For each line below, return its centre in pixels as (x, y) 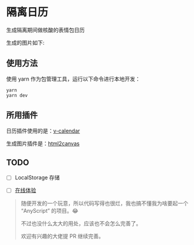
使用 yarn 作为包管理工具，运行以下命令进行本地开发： (73, 79)
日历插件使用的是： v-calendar (43, 131)
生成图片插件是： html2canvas (43, 143)
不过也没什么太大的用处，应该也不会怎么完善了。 (81, 223)
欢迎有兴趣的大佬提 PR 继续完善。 (62, 236)
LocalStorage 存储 (37, 177)
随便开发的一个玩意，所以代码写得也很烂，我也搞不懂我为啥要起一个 (104, 203)
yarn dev (17, 95)
